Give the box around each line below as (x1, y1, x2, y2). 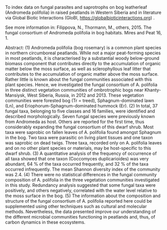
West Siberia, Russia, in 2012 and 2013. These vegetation (27, 92, 144, 98)
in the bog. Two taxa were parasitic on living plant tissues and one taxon (5, 134, 153, 140)
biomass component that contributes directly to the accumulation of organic (5, 61, 161, 66)
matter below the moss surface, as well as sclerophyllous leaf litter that (5, 66, 151, 72)
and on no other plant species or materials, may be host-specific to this (5, 145, 152, 151)
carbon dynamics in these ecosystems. (5, 219, 85, 225)
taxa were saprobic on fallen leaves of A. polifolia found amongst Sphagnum (5, 129, 162, 135)
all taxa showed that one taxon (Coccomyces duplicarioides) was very (5, 156, 149, 161)
